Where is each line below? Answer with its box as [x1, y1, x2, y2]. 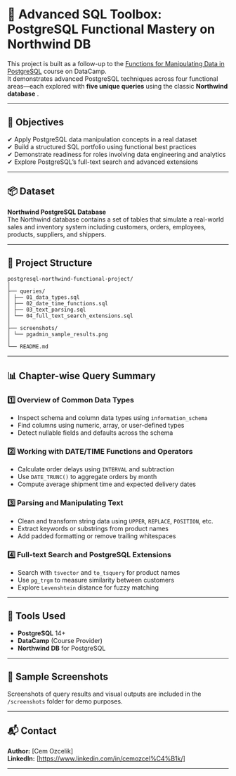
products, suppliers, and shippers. [7, 230, 107, 238]
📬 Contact [7, 725, 57, 737]
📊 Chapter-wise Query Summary [7, 369, 156, 382]
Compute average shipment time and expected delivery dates [17, 480, 197, 488]
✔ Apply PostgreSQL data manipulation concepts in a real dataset [7, 135, 197, 144]
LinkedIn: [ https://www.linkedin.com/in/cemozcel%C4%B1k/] [7, 754, 186, 763]
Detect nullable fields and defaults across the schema [17, 428, 173, 437]
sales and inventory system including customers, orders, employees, [7, 222, 206, 231]
